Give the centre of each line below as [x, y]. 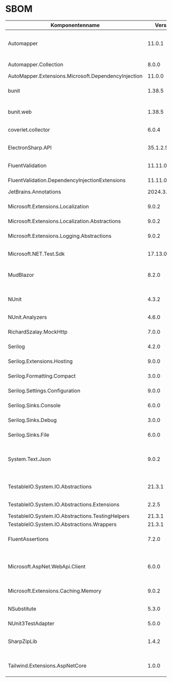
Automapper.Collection [36, 64]
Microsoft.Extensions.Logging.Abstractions [60, 236]
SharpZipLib [23, 641]
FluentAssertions [28, 539]
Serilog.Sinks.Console [34, 405]
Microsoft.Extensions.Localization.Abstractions [64, 221]
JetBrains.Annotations [35, 191]
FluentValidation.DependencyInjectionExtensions [67, 180]
